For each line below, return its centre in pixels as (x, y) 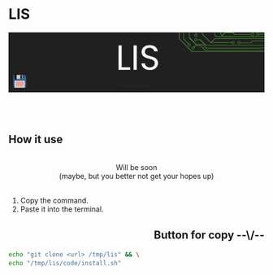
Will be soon (136, 168)
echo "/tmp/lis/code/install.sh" (65, 264)
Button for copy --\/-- (209, 235)
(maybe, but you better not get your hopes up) (136, 177)
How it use (36, 140)
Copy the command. (54, 201)
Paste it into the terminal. (62, 209)
